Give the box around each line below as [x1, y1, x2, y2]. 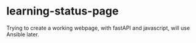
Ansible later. [6, 30, 40, 38]
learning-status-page [6, 4, 119, 18]
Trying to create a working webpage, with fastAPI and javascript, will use [6, 24, 190, 31]
